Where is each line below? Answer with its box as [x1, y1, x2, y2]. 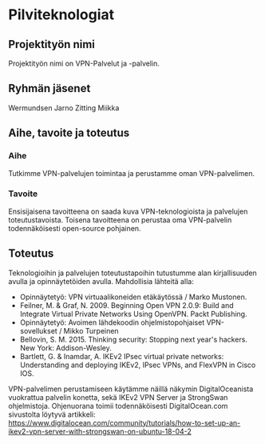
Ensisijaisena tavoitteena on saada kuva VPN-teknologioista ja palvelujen [8, 206, 248, 216]
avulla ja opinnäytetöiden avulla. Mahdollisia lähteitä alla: [8, 276, 194, 286]
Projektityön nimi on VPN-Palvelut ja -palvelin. [8, 58, 160, 68]
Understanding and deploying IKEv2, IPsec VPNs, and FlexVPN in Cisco [19, 360, 256, 370]
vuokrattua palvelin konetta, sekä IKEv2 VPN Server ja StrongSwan [8, 392, 228, 402]
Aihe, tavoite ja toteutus [8, 126, 130, 140]
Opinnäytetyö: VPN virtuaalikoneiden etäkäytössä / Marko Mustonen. [19, 292, 247, 302]
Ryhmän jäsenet [8, 82, 91, 95]
